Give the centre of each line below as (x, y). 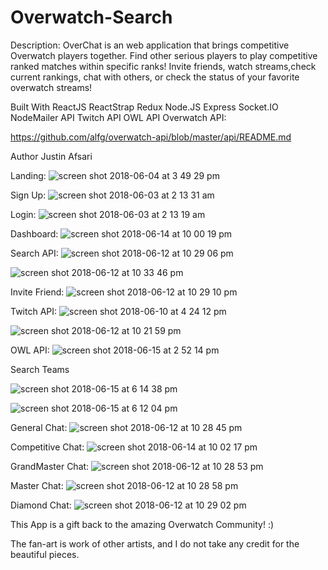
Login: (23, 214)
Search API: (34, 253)
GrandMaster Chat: (50, 466)
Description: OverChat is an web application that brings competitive (150, 45)
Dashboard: (34, 233)
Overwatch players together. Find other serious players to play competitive (164, 55)
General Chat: (39, 427)
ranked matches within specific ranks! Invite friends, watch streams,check (163, 66)
